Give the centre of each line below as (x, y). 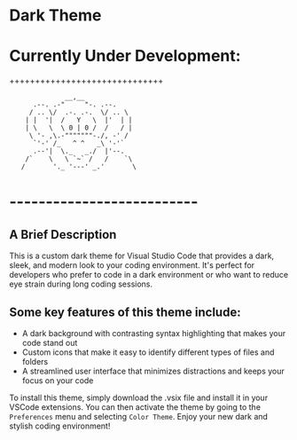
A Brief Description (63, 235)
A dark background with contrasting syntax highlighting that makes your (154, 333)
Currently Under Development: (125, 56)
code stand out (50, 342)
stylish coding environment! (60, 426)
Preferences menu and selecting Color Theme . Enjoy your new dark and (139, 416)
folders (35, 361)
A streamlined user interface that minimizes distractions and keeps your (153, 371)
